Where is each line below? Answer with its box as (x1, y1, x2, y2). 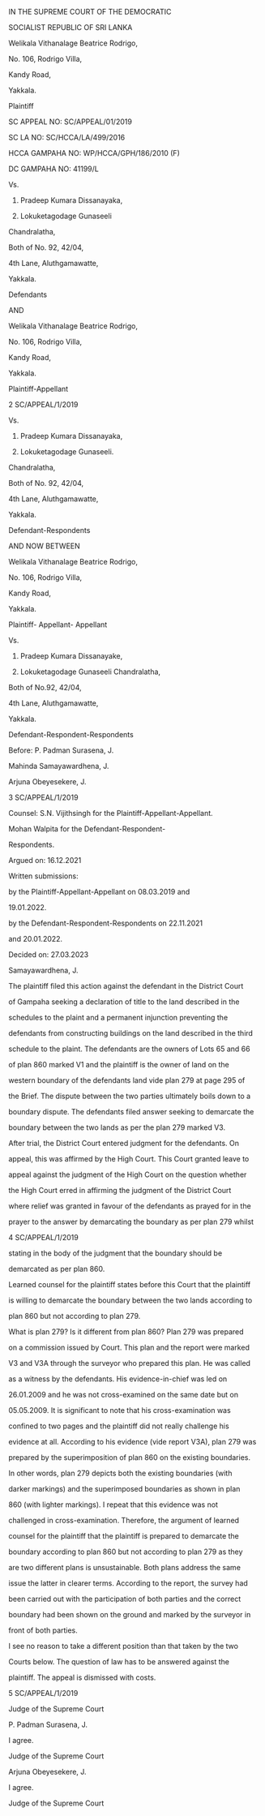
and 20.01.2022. (8, 934, 63, 943)
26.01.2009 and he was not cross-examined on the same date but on (8, 1390, 239, 1399)
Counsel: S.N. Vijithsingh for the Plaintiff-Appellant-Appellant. (8, 809, 213, 818)
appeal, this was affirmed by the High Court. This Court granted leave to (8, 1154, 250, 1163)
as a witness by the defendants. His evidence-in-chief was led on (8, 1374, 228, 1384)
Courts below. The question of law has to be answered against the (8, 1657, 229, 1666)
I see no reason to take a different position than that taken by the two (8, 1642, 239, 1651)
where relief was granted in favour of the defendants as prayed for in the (8, 1201, 251, 1211)
